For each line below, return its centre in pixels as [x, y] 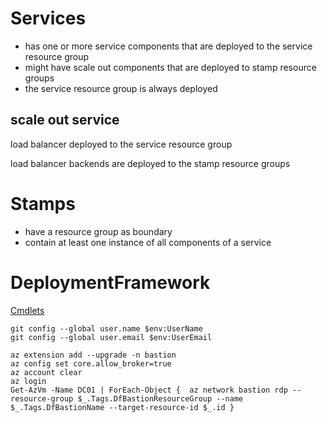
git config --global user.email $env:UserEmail [111, 337]
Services [48, 18]
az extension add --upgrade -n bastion [93, 355]
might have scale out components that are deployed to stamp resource [170, 67]
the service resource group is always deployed [121, 88]
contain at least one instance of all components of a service [148, 242]
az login [28, 381]
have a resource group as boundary [98, 231]
